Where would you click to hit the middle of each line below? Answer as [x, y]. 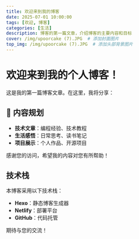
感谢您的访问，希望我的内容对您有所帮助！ [57, 155]
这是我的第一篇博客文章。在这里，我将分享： [60, 92]
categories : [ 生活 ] [29, 28]
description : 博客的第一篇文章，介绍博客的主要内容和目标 [69, 33]
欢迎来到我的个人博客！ [63, 75]
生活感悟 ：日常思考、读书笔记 [50, 135]
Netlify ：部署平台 [36, 211]
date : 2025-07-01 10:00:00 [39, 17]
